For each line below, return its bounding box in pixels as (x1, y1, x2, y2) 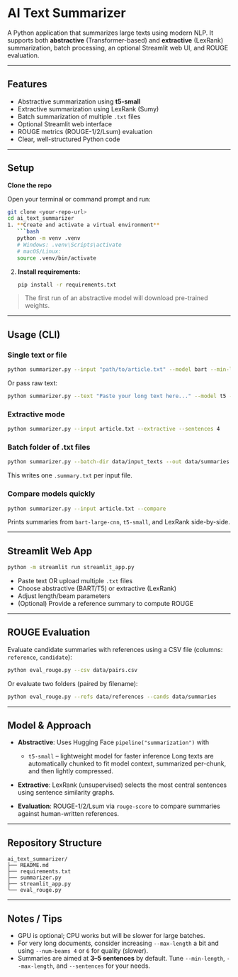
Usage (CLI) (7, 329, 61, 341)
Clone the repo (7, 181, 52, 189)
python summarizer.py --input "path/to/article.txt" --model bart (7, 366, 208, 373)
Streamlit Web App (7, 545, 93, 557)
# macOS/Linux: (16, 248, 62, 255)
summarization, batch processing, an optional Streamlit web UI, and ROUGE (7, 43, 229, 52)
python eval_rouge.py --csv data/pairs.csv (7, 666, 138, 673)
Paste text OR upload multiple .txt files (17, 577, 133, 585)
